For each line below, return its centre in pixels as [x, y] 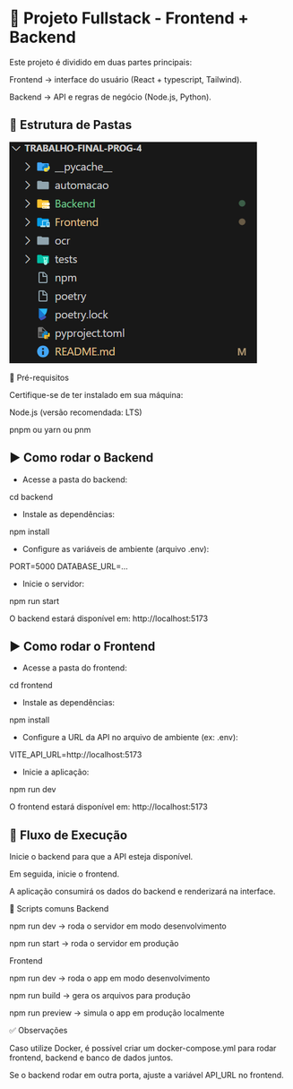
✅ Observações [39, 1031]
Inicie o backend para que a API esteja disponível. [101, 857]
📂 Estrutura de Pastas [71, 125]
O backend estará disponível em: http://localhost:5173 [109, 618]
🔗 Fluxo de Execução [69, 835]
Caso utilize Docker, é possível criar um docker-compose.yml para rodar [143, 1049]
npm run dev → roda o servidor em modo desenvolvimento [118, 926]
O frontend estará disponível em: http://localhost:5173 [108, 807]
